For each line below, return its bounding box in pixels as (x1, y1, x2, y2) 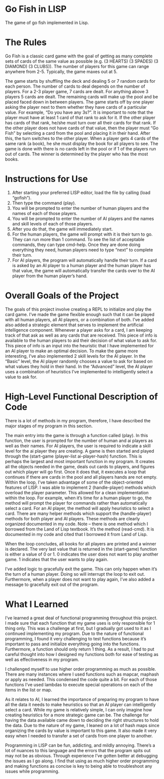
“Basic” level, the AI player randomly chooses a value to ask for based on (5, 358, 153, 364)
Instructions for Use (5, 173, 88, 185)
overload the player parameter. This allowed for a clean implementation (5, 489, 149, 495)
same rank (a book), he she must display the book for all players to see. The (5, 141, 158, 146)
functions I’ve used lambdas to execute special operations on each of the (5, 682, 153, 687)
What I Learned (5, 599, 69, 609)
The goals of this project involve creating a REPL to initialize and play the (5, 306, 152, 312)
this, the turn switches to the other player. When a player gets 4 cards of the (5, 135, 159, 141)
